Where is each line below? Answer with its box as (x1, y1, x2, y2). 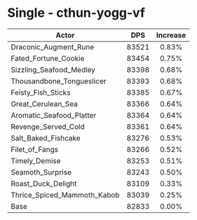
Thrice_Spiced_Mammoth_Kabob (11, 190, 121, 200)
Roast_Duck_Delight (11, 179, 77, 188)
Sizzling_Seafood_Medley (11, 64, 96, 74)
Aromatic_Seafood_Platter (11, 110, 97, 120)
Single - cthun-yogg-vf (7, 5, 146, 21)
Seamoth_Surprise (11, 167, 72, 177)
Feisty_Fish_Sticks (11, 88, 71, 97)
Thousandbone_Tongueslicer (11, 76, 107, 85)
